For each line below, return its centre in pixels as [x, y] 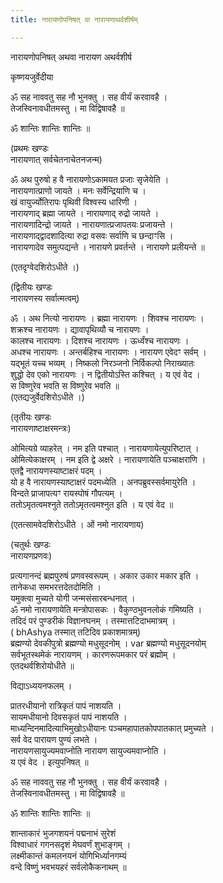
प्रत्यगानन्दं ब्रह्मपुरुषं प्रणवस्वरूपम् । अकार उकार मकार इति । [105, 575]
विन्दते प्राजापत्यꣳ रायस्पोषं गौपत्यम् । [66, 493]
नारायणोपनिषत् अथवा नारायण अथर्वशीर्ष [71, 57]
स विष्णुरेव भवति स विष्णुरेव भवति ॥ [65, 385]
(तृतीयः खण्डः [31, 417]
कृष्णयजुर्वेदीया [32, 77]
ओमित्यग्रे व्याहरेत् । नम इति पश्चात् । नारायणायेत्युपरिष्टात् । [105, 448]
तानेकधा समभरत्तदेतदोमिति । [56, 587]
